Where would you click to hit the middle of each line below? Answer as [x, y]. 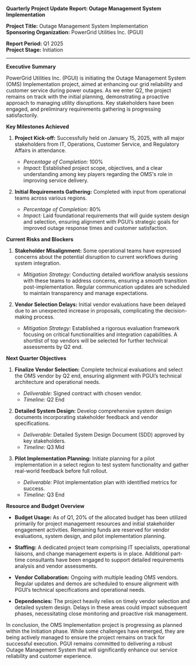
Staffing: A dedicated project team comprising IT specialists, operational [102, 547]
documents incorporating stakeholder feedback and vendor [86, 417]
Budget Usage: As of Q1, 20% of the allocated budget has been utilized [101, 517]
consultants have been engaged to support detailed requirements [105, 560]
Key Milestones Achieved [38, 126]
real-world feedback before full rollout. [61, 471]
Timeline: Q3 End [44, 495]
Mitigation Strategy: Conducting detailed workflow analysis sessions [106, 274]
